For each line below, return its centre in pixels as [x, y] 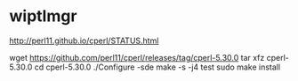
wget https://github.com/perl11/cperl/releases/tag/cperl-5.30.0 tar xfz [137, 57]
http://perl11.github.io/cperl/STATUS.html [84, 40]
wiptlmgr [43, 16]
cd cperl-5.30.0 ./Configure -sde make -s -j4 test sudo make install [157, 67]
